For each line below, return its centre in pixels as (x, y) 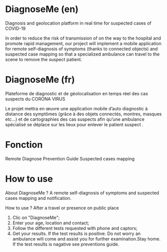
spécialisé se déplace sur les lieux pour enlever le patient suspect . (74, 124)
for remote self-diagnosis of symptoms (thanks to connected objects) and (81, 49)
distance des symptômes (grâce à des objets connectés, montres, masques (83, 114)
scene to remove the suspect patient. (44, 59)
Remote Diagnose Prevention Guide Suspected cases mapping (70, 158)
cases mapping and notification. (38, 198)
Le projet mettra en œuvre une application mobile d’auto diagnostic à (76, 108)
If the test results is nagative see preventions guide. (66, 244)
